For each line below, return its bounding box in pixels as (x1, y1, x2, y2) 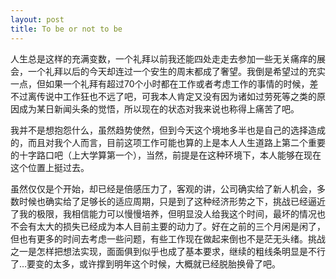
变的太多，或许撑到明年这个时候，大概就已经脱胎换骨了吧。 (35, 257, 282, 270)
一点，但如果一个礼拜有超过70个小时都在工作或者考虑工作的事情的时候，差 (10, 77, 319, 90)
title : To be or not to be (10, 24, 123, 34)
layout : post (10, 14, 65, 25)
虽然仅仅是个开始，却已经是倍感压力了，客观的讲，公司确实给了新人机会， (10, 182, 317, 195)
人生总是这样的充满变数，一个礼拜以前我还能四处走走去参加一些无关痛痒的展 (10, 52, 326, 65)
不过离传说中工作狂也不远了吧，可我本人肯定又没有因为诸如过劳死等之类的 (10, 90, 317, 102)
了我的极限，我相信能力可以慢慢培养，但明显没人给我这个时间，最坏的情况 (10, 207, 317, 220)
